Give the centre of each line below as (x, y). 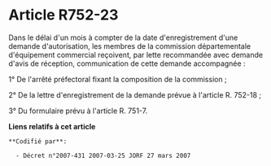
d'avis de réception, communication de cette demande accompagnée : (127, 63)
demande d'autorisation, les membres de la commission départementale (129, 46)
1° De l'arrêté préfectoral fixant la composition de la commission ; (118, 79)
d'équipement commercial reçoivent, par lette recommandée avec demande (135, 55)
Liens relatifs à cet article (52, 126)
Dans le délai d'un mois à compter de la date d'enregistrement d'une (123, 37)
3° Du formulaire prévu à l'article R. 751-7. (78, 111)
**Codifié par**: (38, 141)
